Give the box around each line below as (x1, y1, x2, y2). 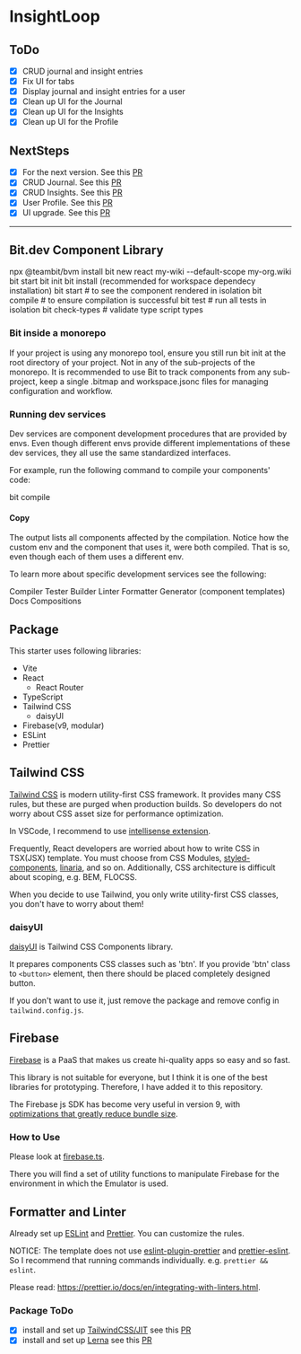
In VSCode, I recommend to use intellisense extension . (9, 825, 211, 836)
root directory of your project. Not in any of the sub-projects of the (9, 356, 255, 367)
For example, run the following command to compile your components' (9, 464, 271, 475)
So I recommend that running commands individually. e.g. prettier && (9, 1254, 269, 1265)
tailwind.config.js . (9, 1005, 84, 1015)
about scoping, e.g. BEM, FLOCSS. (9, 871, 137, 882)
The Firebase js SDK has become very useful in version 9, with (9, 1098, 241, 1110)
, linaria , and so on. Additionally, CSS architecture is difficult (55, 862, 276, 873)
